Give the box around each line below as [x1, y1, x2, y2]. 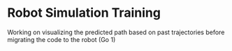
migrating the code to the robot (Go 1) [7, 35, 116, 43]
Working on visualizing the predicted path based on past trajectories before [7, 28, 225, 36]
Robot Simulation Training [7, 5, 161, 21]
